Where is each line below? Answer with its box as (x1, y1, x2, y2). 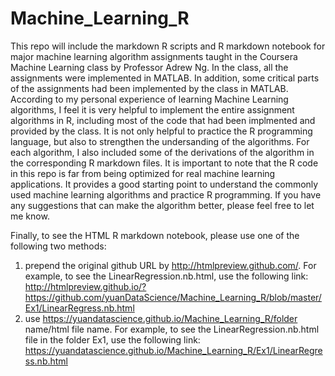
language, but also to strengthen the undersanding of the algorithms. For (10, 135, 310, 147)
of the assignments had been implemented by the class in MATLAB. (10, 82, 289, 94)
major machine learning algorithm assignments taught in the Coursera (10, 50, 298, 62)
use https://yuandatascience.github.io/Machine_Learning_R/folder (24, 312, 298, 324)
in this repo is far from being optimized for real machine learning (10, 167, 276, 179)
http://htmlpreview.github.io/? (24, 280, 147, 292)
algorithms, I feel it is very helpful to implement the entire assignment (10, 103, 295, 116)
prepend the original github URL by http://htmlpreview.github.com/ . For (24, 259, 317, 271)
